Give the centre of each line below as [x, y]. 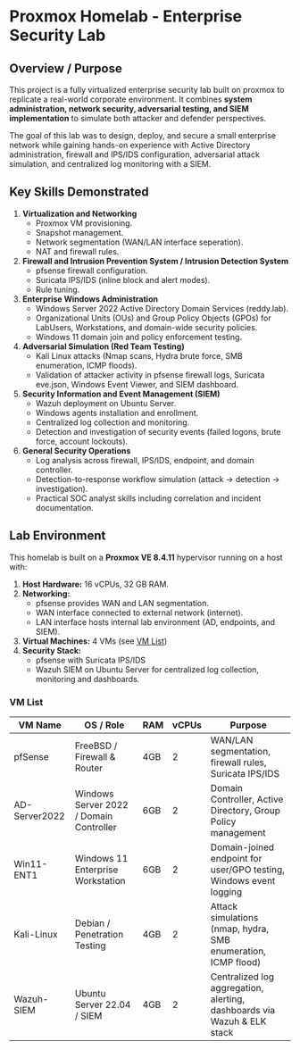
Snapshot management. [79, 232]
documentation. [64, 507]
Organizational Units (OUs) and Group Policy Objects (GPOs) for [153, 318]
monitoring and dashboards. [87, 679]
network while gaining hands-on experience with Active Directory [130, 145]
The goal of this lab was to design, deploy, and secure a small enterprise [143, 135]
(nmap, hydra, [240, 929]
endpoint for [236, 858]
